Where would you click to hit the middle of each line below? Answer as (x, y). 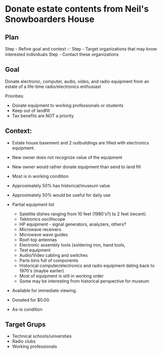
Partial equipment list (33, 204)
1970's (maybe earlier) (42, 270)
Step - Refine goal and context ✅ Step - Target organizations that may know (81, 49)
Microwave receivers (40, 229)
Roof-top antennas (38, 240)
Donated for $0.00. (31, 300)
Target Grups (25, 325)
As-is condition (27, 309)
